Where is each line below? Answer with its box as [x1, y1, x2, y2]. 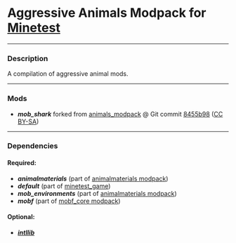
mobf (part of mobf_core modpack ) [17, 197, 121, 205]
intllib [17, 228, 35, 237]
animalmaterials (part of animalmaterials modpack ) [17, 174, 169, 183]
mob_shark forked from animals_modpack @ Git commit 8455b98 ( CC [17, 110, 223, 118]
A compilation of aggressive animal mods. [7, 70, 129, 78]
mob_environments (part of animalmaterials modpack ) [17, 189, 177, 197]
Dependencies [7, 141, 58, 151]
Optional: [7, 213, 35, 221]
